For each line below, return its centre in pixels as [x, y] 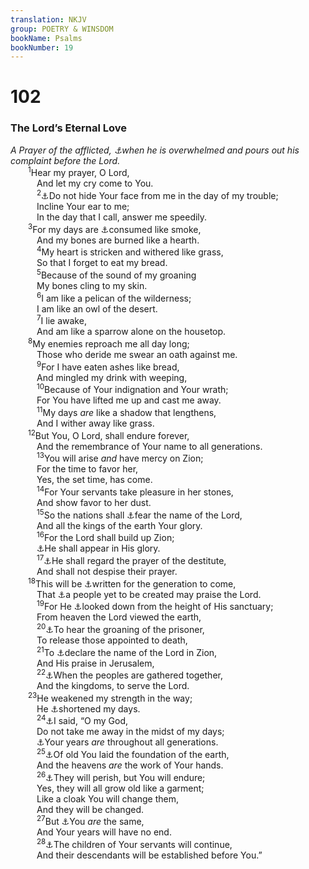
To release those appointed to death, [112, 640]
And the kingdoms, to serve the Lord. [113, 686]
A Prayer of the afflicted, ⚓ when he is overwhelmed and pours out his [155, 150]
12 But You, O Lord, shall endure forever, [109, 434]
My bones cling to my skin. [92, 286]
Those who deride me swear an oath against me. [137, 354]
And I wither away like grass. [95, 423]
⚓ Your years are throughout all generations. [127, 742]
